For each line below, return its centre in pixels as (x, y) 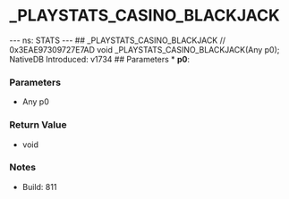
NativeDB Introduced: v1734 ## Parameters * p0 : (100, 59)
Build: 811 (39, 187)
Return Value (38, 125)
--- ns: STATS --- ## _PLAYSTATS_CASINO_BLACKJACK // (118, 40)
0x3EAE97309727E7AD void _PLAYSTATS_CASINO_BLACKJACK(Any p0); (144, 49)
